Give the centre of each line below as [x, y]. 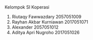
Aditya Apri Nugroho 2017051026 [46, 32]
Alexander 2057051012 [35, 27]
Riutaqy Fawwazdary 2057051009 [46, 17]
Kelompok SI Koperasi [27, 7]
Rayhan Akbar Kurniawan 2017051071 [50, 22]
